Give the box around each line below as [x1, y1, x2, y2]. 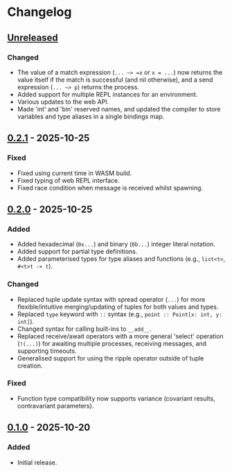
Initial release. [17, 458, 57, 466]
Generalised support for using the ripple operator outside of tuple [17, 354, 204, 362]
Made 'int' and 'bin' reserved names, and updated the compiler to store [17, 105, 221, 113]
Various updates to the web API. [17, 98, 109, 106]
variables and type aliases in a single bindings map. [17, 112, 165, 120]
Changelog [7, 4, 72, 20]
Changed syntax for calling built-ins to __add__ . [17, 325, 152, 333]
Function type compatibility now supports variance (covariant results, [17, 394, 216, 402]
